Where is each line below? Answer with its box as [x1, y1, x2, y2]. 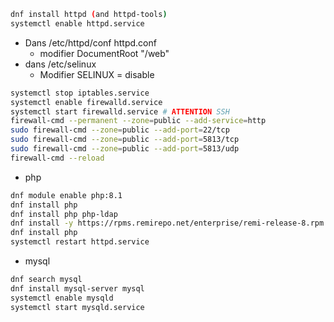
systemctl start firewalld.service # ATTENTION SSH [10, 106, 230, 117]
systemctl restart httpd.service [10, 237, 150, 247]
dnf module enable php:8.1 [10, 190, 123, 200]
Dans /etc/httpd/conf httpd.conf [24, 36, 157, 49]
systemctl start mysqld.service [10, 302, 145, 312]
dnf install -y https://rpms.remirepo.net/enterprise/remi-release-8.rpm [10, 218, 325, 229]
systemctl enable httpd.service [10, 18, 145, 29]
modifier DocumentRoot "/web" [39, 47, 170, 59]
